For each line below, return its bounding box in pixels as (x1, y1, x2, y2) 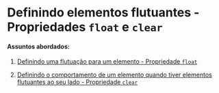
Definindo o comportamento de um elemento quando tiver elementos (16, 70, 212, 79)
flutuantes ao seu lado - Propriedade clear (16, 78, 138, 86)
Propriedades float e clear (7, 19, 163, 35)
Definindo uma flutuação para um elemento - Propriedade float (16, 57, 198, 66)
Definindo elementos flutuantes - (7, 5, 200, 21)
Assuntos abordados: (7, 42, 70, 51)
